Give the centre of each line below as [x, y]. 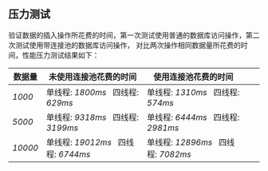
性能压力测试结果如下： [61, 55]
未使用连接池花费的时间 [93, 77]
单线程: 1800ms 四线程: [93, 92]
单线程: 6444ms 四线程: [193, 117]
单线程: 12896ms [179, 142]
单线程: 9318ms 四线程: [93, 117]
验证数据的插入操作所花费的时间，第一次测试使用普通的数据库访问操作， [127, 35]
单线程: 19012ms [79, 142]
